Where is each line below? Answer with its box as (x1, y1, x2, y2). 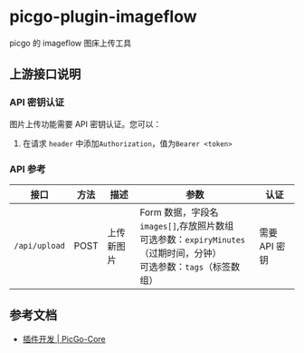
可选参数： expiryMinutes (139, 233, 246, 246)
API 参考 (9, 162, 46, 175)
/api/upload (14, 240, 66, 250)
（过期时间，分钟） (139, 247, 222, 260)
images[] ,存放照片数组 (139, 220, 234, 232)
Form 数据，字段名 (139, 206, 219, 219)
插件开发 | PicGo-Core (22, 333, 106, 344)
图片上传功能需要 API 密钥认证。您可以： (9, 118, 162, 129)
